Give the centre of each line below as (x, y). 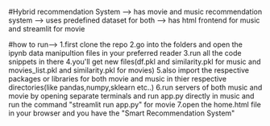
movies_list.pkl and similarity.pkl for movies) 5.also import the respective (129, 70)
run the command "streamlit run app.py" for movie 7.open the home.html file (135, 105)
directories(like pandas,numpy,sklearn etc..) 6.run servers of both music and (135, 87)
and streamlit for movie (47, 29)
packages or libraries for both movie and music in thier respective (118, 79)
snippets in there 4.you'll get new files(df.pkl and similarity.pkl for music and (135, 61)
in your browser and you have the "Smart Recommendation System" (122, 113)
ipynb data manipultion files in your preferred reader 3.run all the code (125, 53)
